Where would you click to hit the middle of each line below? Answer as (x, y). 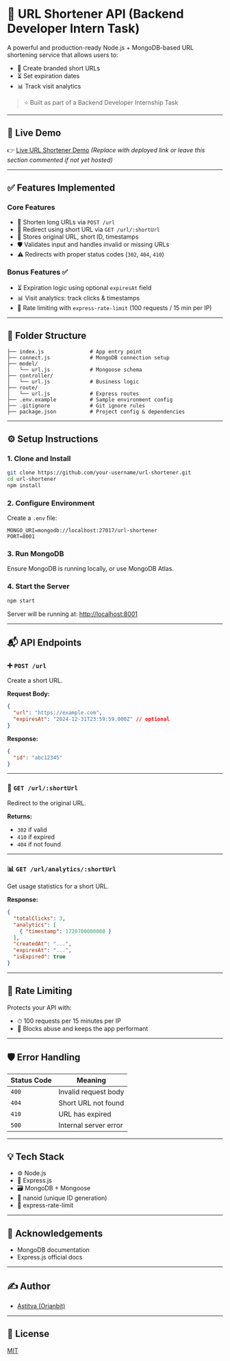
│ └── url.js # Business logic (73, 381)
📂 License (28, 1334)
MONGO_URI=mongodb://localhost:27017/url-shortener (82, 531)
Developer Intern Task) (74, 28)
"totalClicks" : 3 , (40, 919)
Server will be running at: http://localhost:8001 (73, 614)
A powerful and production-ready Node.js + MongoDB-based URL (100, 47)
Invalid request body (91, 1091)
